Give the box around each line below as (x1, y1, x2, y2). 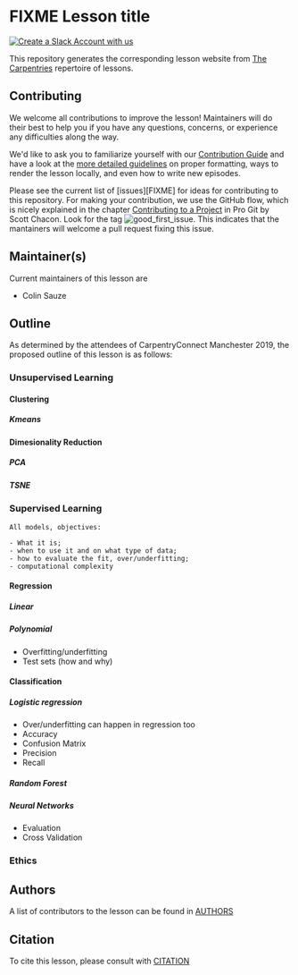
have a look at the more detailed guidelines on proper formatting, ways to (9, 158, 279, 169)
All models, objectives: (9, 522, 102, 531)
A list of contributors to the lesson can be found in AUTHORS (9, 906, 234, 917)
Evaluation (21, 823, 62, 834)
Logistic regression (9, 696, 83, 708)
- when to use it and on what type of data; (9, 546, 178, 555)
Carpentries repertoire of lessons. (9, 63, 134, 73)
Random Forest (9, 777, 68, 788)
